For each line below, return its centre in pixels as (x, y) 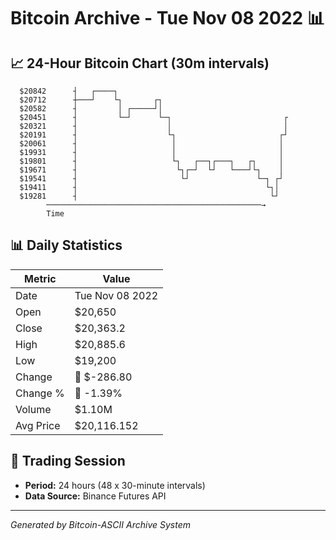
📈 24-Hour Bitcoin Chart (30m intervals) (140, 63)
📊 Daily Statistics (66, 245)
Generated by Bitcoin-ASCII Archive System (100, 524)
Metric (40, 278)
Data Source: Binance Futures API (95, 496)
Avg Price (38, 425)
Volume (33, 409)
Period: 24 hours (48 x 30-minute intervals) (115, 485)
